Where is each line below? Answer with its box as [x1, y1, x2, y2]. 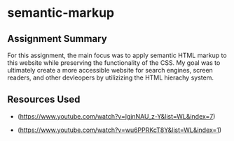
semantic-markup [7, 5, 114, 21]
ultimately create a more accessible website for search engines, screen [7, 66, 214, 74]
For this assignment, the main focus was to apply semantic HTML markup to [7, 51, 227, 59]
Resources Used [7, 94, 81, 105]
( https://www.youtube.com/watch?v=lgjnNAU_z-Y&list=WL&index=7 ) [17, 112, 216, 120]
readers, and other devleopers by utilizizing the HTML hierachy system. [7, 73, 214, 82]
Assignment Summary [7, 33, 107, 45]
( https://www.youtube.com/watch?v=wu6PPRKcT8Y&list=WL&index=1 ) [17, 126, 222, 134]
